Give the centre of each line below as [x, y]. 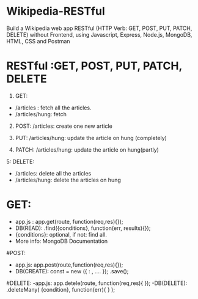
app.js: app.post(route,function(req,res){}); [69, 265]
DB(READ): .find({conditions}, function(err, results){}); [83, 228]
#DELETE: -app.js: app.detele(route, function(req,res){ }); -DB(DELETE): [97, 283]
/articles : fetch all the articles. [53, 108]
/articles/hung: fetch [41, 114]
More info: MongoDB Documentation [61, 241]
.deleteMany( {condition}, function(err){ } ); [61, 289]
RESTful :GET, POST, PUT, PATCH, [94, 66]
